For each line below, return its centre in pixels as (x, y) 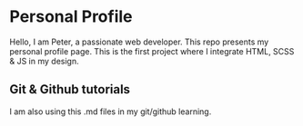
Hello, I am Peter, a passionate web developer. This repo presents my (139, 42)
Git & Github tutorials (70, 89)
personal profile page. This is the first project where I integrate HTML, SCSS (152, 51)
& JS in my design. (44, 61)
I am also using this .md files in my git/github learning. (111, 111)
